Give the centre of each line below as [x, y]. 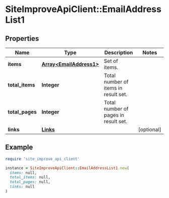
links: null [22, 187]
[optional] [150, 129]
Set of [111, 61]
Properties [22, 38]
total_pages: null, [30, 182]
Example [19, 147]
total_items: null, [30, 177]
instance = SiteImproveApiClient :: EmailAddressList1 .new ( [67, 168]
